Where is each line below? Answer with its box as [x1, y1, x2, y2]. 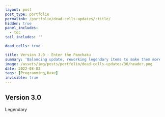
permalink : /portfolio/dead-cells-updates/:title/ [5, 16, 111, 21]
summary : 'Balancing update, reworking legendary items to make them [5, 57, 151, 62]
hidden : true [5, 21, 32, 26]
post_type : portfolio [5, 12, 50, 17]
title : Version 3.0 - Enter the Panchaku [5, 52, 91, 57]
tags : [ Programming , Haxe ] [5, 71, 58, 76]
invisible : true [5, 75, 38, 80]
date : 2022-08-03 [5, 66, 41, 71]
